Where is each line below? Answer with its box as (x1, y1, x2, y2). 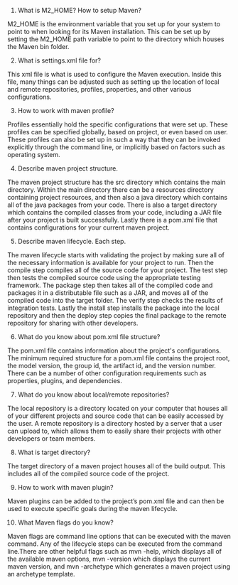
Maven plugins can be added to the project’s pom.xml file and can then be (7, 497, 225, 505)
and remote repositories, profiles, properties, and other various (7, 85, 192, 93)
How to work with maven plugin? (17, 483, 114, 491)
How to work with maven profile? (17, 107, 115, 114)
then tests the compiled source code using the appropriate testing (7, 274, 201, 281)
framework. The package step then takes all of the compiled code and (7, 281, 213, 289)
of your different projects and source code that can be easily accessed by (7, 412, 224, 420)
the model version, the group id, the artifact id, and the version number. (7, 362, 217, 370)
